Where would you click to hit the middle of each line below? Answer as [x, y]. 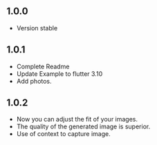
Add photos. [34, 81]
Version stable [37, 28]
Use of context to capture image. [64, 134]
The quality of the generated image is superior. [83, 126]
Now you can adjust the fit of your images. [77, 119]
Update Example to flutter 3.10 [59, 74]
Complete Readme [43, 66]
